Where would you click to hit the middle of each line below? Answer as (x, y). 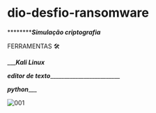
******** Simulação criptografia (54, 32)
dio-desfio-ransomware (78, 13)
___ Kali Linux (26, 62)
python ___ (22, 89)
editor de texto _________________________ (64, 75)
